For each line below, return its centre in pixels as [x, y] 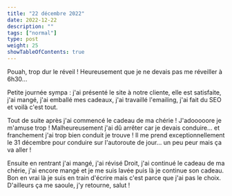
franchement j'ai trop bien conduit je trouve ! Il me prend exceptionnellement [116, 135]
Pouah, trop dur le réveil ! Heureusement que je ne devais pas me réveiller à [115, 71]
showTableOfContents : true [46, 52]
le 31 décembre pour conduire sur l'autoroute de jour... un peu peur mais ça [115, 142]
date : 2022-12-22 [32, 20]
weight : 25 [23, 46]
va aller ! [19, 150]
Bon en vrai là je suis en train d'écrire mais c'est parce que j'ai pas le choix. [114, 177]
